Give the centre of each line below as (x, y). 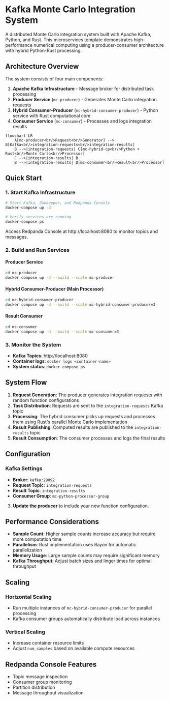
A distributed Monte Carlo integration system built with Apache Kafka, (78, 34)
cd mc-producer (21, 273)
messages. (17, 237)
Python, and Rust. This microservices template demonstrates (69, 40)
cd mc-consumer (21, 327)
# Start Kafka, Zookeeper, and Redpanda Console (58, 203)
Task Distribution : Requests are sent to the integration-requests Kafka (88, 405)
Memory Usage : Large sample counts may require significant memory (86, 556)
